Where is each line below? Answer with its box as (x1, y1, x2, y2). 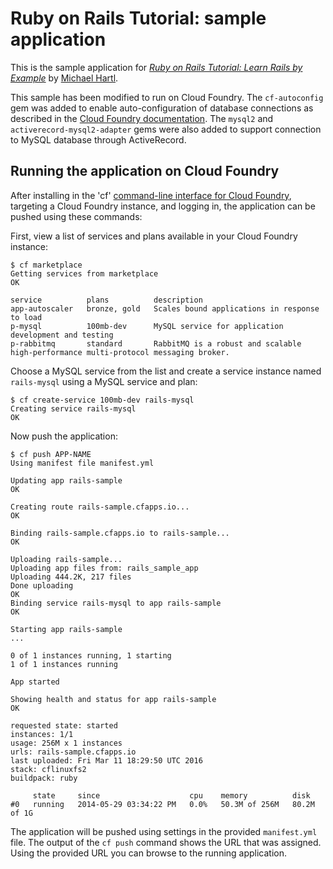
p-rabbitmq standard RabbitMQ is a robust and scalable (10, 338, 302, 349)
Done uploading (10, 580, 74, 591)
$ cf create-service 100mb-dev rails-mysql (10, 395, 195, 405)
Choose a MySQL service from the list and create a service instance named (10, 365, 322, 377)
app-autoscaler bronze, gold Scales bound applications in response (10, 303, 320, 314)
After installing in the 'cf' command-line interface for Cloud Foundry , (10, 189, 292, 201)
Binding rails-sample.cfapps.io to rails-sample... (10, 528, 230, 538)
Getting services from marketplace (10, 268, 159, 279)
